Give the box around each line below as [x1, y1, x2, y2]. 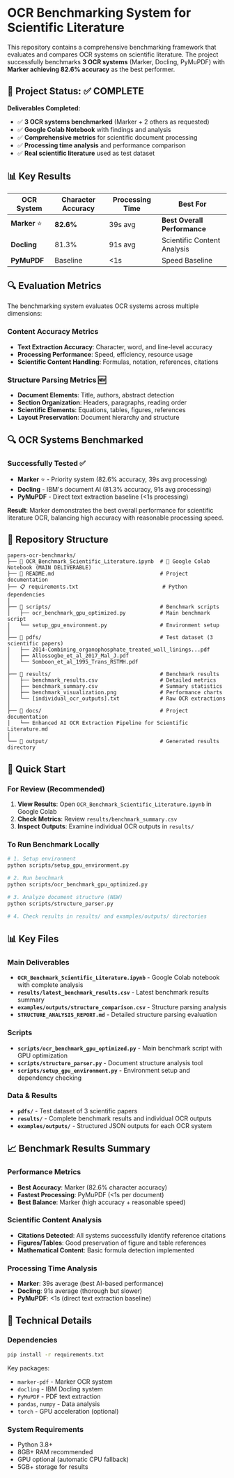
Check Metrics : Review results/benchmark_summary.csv [17, 815, 178, 824]
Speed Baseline [161, 255, 213, 265]
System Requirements [7, 1424, 84, 1434]
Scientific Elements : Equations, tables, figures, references [17, 405, 186, 414]
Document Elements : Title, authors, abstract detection [17, 390, 175, 399]
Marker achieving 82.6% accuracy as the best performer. [7, 65, 175, 73]
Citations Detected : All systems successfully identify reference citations [17, 1231, 226, 1239]
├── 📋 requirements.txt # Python [7, 583, 188, 591]
